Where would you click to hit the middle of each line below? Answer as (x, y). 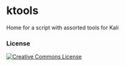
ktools (22, 11)
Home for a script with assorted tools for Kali (62, 28)
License (18, 43)
